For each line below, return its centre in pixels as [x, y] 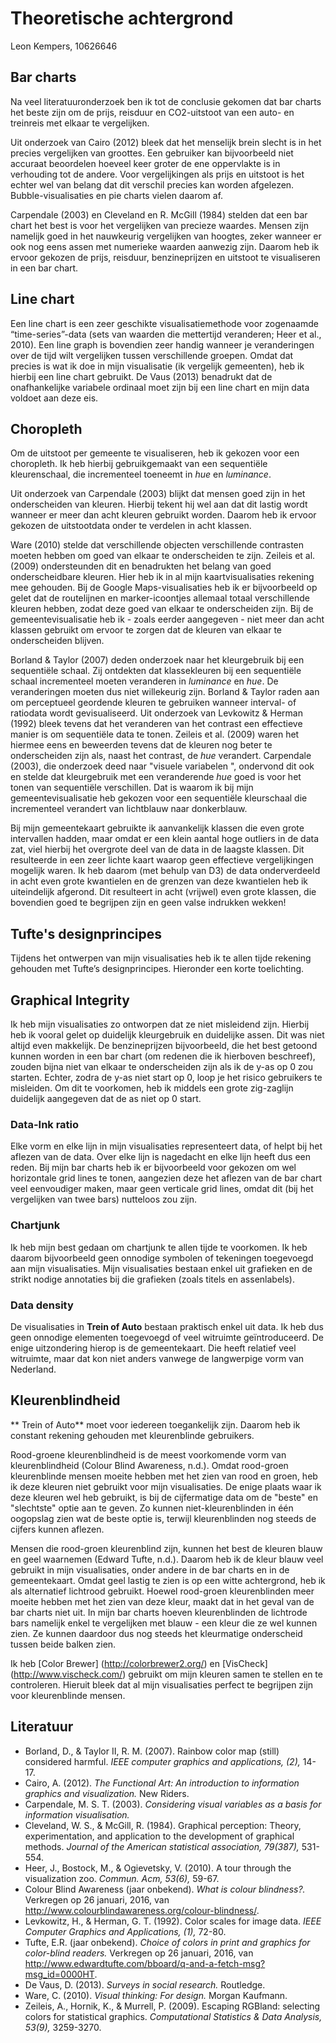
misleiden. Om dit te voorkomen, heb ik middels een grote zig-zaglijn [152, 1088]
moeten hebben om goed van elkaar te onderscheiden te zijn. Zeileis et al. [163, 556]
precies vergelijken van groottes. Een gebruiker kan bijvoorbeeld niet [152, 153]
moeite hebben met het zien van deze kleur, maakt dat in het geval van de [162, 1601]
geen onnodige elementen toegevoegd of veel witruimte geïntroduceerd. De [167, 1337]
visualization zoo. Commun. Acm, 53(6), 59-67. [122, 1878]
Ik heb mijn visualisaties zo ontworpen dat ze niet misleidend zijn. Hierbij [160, 1024]
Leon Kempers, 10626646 [64, 46]
